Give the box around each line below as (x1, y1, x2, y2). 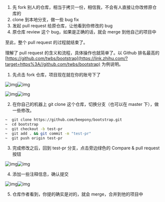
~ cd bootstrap (5, 122, 38, 127)
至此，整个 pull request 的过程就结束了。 (5, 39, 88, 45)
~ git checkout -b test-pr (5, 126, 63, 132)
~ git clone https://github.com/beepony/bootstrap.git (5, 117, 122, 122)
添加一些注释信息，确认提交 (12, 171, 69, 177)
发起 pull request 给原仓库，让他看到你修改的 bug (12, 23, 113, 29)
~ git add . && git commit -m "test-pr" (5, 131, 92, 136)
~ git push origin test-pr (5, 135, 63, 140)
